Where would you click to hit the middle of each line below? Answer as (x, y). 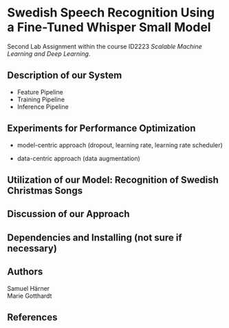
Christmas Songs (45, 191)
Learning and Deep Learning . (49, 54)
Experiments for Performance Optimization (101, 129)
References (32, 317)
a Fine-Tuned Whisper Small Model (109, 27)
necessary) (32, 248)
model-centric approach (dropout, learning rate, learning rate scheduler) (120, 145)
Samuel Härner (29, 288)
